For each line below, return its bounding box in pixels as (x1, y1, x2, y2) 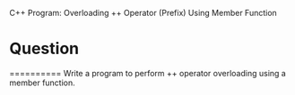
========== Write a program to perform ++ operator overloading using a (9, 67, 287, 78)
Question (9, 39, 79, 59)
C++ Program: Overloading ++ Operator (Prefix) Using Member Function (9, 8, 278, 18)
